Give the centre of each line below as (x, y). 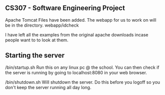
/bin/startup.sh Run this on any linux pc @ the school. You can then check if (82, 67)
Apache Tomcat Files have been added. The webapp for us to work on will (81, 20)
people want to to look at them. (37, 40)
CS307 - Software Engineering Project (65, 8)
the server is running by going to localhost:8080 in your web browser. (76, 72)
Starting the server (35, 55)
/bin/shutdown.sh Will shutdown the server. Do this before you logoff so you (83, 82)
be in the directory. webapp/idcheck (42, 25)
